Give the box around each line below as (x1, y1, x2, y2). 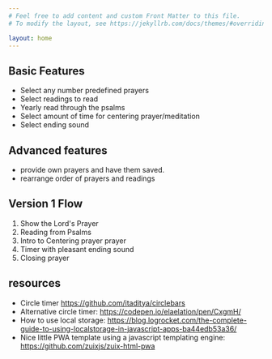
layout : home (8, 34, 53, 42)
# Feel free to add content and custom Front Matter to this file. (8, 11, 241, 20)
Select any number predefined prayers (19, 86, 150, 96)
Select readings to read (19, 94, 99, 104)
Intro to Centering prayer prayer (19, 236, 127, 246)
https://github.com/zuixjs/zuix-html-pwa (19, 341, 155, 351)
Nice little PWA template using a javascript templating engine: (19, 332, 226, 342)
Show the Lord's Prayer (19, 218, 99, 228)
